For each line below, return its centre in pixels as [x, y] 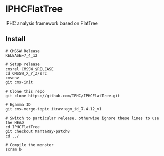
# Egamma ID [18, 105]
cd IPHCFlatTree [23, 127]
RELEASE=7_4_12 [22, 55]
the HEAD [15, 122]
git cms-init [19, 82]
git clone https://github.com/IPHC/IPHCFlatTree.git [63, 96]
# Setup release [23, 64]
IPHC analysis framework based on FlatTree [52, 23]
